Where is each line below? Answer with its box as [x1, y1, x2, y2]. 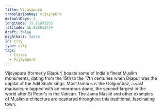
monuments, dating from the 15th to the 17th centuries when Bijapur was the [5, 75, 157, 81]
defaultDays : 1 [5, 16, 36, 21]
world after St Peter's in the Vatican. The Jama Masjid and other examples [5, 91, 153, 97]
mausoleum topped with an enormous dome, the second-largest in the [5, 86, 146, 92]
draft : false [5, 30, 32, 35]
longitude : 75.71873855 [5, 20, 53, 26]
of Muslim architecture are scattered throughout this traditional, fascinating [5, 96, 155, 102]
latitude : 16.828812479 [5, 25, 53, 30]
